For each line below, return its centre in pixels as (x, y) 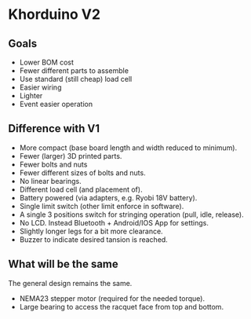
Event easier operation (56, 104)
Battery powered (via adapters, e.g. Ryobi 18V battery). (108, 197)
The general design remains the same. (70, 283)
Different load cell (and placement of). (81, 189)
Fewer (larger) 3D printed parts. (71, 156)
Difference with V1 (54, 128)
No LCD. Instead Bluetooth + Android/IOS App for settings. (114, 222)
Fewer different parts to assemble (74, 71)
